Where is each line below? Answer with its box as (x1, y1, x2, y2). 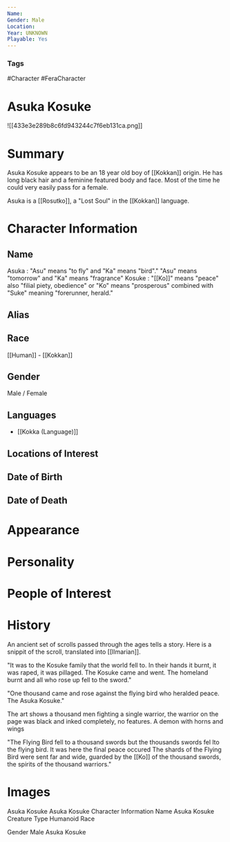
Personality (7, 554, 75, 569)
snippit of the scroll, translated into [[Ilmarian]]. (7, 648, 141, 656)
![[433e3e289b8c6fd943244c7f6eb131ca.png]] (7, 122, 143, 130)
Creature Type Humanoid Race (7, 814, 95, 823)
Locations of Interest (7, 448, 99, 459)
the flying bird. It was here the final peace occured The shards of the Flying (7, 745, 222, 753)
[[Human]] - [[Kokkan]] (7, 351, 73, 359)
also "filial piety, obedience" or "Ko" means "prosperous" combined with (7, 282, 214, 290)
